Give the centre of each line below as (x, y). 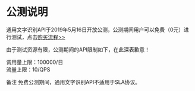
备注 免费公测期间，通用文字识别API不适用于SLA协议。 (73, 82)
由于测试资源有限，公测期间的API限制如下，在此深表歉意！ (78, 49)
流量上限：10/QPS (28, 69)
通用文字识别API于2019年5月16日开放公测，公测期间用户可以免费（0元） (95, 30)
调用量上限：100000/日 (35, 62)
